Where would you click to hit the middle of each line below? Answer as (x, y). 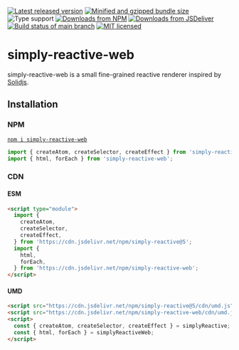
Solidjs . (18, 82)
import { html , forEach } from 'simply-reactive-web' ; (90, 159)
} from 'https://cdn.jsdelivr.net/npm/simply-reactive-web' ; (106, 268)
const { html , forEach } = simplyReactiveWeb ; (84, 332)
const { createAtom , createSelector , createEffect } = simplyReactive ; (122, 326)
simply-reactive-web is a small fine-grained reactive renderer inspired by (115, 74)
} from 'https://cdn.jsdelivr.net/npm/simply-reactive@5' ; (103, 242)
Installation (33, 104)
